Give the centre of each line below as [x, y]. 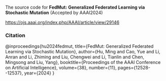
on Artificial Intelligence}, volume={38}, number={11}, [61, 68]
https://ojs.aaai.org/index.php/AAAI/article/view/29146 [62, 22]
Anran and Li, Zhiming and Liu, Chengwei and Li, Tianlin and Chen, [75, 57]
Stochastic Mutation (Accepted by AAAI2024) [54, 13]
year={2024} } [39, 73]
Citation [15, 35]
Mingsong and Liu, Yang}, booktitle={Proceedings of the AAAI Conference [83, 62]
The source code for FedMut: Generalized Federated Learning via [75, 7]
